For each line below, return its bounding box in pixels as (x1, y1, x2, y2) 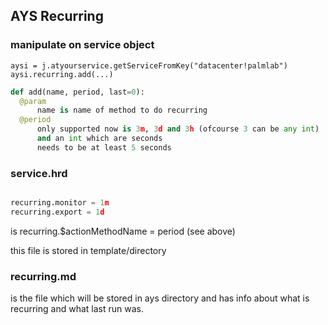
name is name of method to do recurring (36, 105, 208, 116)
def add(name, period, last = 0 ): (10, 87, 145, 97)
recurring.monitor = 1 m (10, 198, 110, 208)
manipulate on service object (10, 38, 155, 52)
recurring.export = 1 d (10, 207, 105, 217)
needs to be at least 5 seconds (36, 142, 172, 153)
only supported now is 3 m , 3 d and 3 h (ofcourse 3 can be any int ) (36, 124, 320, 134)
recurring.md (10, 269, 77, 283)
